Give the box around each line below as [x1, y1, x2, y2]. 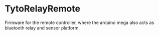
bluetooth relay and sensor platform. [5, 24, 80, 30]
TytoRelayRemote [5, 3, 81, 14]
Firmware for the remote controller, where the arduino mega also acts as [5, 19, 154, 25]
